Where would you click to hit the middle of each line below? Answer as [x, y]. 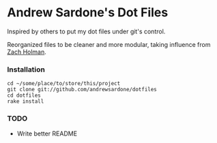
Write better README [47, 133]
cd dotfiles [24, 96]
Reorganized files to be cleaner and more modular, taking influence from [109, 44]
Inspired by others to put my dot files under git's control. [86, 31]
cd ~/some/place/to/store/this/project [64, 84]
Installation [26, 69]
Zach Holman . [27, 52]
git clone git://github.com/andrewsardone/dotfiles [82, 90]
